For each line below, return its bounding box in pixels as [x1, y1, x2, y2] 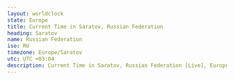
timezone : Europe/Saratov [7, 49, 82, 56]
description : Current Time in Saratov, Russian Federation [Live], [7, 62, 208, 69]
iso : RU [7, 42, 30, 49]
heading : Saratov [7, 29, 58, 37]
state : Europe [7, 17, 49, 24]
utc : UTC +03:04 [7, 56, 54, 63]
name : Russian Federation [7, 36, 82, 43]
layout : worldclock [7, 10, 64, 17]
